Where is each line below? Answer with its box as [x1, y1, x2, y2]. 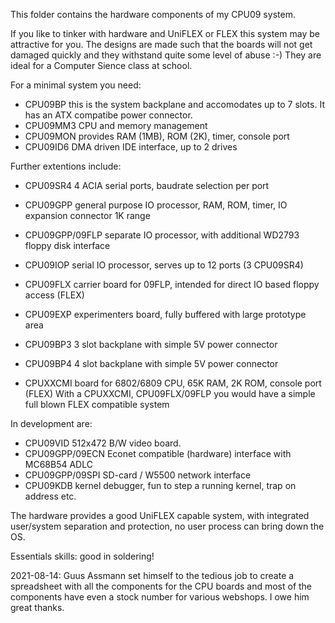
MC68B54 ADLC [24, 459, 93, 470]
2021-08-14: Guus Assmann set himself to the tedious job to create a [10, 570, 295, 581]
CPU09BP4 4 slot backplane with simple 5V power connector [24, 358, 279, 369]
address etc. [24, 490, 77, 502]
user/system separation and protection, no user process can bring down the [10, 520, 325, 532]
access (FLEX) [24, 289, 85, 301]
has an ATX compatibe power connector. [24, 109, 193, 121]
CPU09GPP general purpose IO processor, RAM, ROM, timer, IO [24, 199, 288, 211]
